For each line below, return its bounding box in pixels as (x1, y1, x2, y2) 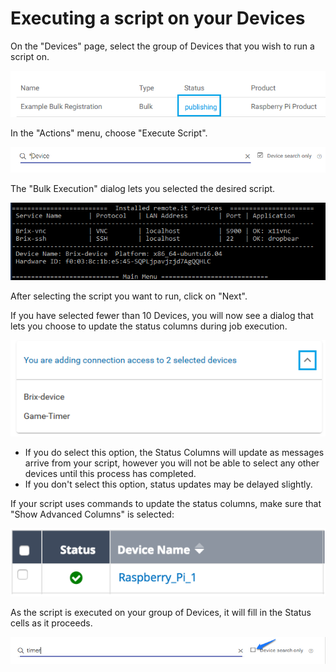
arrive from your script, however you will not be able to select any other (24, 457, 320, 469)
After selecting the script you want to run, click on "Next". (10, 290, 248, 302)
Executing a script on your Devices (10, 7, 306, 30)
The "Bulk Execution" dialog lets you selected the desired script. (10, 182, 276, 194)
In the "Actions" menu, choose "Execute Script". (10, 127, 208, 139)
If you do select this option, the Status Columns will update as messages (24, 447, 325, 459)
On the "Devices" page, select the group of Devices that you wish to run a (10, 40, 315, 52)
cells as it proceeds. (10, 617, 93, 629)
